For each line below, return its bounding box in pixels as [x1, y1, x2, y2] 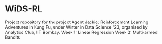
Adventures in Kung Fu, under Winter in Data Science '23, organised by [5, 24, 148, 30]
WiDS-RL [5, 3, 43, 14]
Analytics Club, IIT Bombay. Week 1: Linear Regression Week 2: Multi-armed [5, 29, 158, 35]
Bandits [5, 34, 20, 40]
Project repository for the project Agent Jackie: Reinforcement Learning [5, 19, 149, 25]
